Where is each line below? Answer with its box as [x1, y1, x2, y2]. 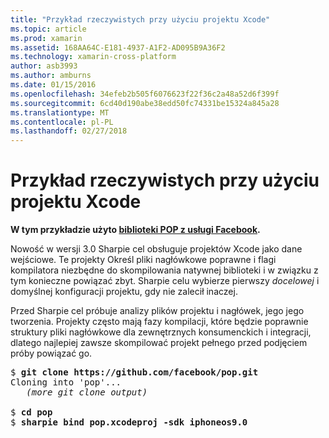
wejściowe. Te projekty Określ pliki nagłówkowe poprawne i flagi [10, 254, 277, 266]
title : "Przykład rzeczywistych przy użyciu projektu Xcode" [10, 14, 271, 25]
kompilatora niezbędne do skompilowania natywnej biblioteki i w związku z [10, 264, 319, 276]
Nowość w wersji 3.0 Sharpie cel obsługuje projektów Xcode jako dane [10, 243, 303, 255]
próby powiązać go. [10, 347, 93, 360]
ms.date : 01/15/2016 [10, 80, 97, 90]
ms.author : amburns [10, 71, 92, 81]
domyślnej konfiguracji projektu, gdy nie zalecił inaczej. [10, 286, 238, 298]
